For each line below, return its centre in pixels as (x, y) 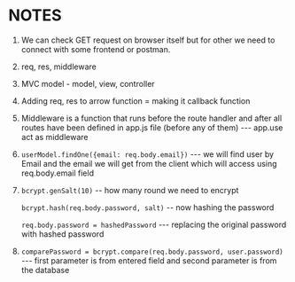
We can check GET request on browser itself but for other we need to (148, 40)
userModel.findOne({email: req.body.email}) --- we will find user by (147, 154)
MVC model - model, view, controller (88, 83)
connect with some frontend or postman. (96, 49)
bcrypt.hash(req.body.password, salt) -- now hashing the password (147, 207)
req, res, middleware (58, 67)
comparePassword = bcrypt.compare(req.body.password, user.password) (152, 252)
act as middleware (54, 137)
